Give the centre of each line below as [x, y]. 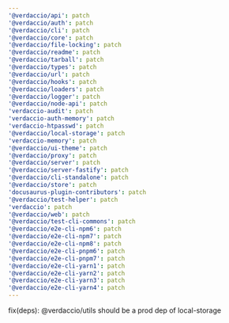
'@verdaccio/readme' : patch [54, 52]
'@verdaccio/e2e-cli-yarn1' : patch [67, 266]
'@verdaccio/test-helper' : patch [63, 199]
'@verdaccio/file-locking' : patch [65, 45]
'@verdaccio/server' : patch [54, 163]
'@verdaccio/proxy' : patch [53, 155]
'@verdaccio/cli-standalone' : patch [68, 178]
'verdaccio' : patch [40, 207]
